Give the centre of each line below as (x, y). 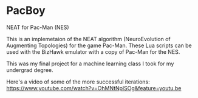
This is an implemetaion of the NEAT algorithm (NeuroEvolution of (89, 39)
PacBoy (26, 11)
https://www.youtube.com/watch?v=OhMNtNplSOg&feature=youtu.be (94, 88)
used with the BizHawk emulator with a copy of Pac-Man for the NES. (93, 51)
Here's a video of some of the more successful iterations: (78, 82)
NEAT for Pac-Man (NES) (38, 27)
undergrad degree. (30, 70)
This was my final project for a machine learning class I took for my (90, 64)
